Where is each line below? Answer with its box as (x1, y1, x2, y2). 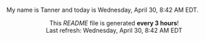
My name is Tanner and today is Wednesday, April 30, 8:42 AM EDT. (6, 6, 199, 14)
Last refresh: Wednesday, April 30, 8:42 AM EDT (46, 27, 182, 34)
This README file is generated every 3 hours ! (49, 19, 179, 27)
